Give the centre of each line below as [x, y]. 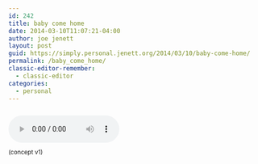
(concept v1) [25, 153]
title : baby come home [46, 23]
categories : [28, 83]
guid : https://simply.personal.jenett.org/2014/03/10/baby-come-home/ [129, 53]
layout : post [30, 46]
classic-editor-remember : [52, 69]
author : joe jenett [41, 38]
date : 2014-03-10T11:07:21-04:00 [64, 31]
